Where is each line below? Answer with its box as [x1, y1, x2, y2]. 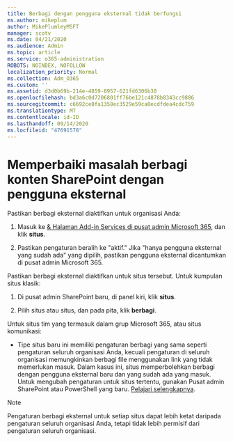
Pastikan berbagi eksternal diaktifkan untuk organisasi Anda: [7, 210, 181, 218]
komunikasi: [7, 327, 42, 336]
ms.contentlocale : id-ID [7, 113, 79, 120]
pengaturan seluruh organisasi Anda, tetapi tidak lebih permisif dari [7, 419, 200, 428]
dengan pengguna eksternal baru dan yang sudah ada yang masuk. [17, 370, 211, 379]
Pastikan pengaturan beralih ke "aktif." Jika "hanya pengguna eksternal [17, 244, 222, 252]
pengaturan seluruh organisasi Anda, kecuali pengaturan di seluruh [17, 348, 210, 356]
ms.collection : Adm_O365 [7, 74, 79, 82]
